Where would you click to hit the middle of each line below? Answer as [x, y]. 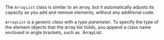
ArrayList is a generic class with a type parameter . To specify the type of [82, 22]
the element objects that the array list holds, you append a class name [78, 27]
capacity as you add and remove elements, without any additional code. [80, 12]
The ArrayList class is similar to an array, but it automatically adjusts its [80, 7]
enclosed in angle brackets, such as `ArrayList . [54, 32]
